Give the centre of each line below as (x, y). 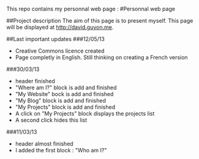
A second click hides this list (51, 120)
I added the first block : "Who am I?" (61, 150)
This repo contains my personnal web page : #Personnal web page (91, 9)
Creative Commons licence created (60, 51)
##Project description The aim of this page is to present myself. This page (100, 20)
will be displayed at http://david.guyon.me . (60, 27)
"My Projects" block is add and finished (65, 107)
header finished (35, 81)
